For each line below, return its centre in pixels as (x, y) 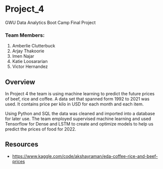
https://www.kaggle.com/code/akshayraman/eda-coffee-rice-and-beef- (85, 156)
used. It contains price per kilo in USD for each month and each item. (74, 104)
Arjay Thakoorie (28, 51)
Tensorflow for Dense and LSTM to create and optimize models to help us (79, 124)
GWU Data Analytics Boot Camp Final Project (51, 22)
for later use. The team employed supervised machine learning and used (78, 119)
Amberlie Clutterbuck (33, 46)
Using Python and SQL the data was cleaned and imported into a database (80, 114)
